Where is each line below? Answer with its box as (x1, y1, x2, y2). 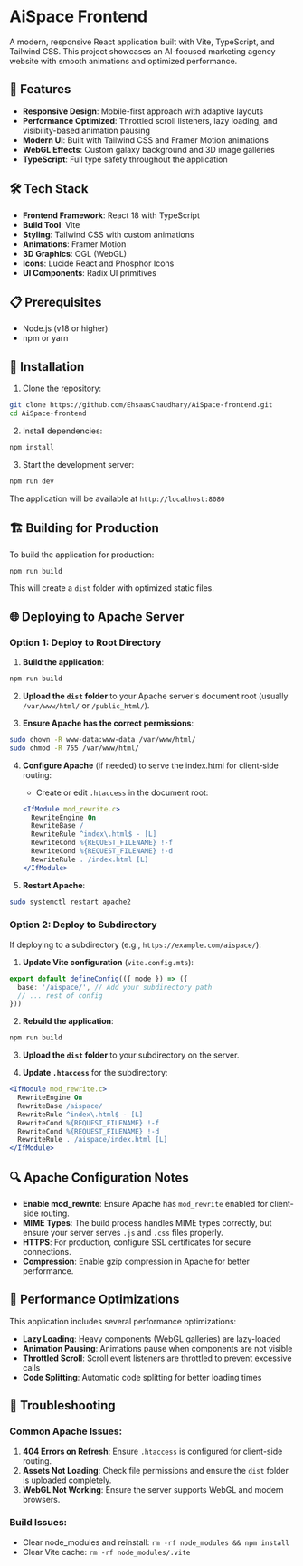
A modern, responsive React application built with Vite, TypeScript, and (9, 36, 275, 47)
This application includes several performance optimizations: (9, 1315, 237, 1326)
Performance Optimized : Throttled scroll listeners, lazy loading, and (22, 115, 278, 126)
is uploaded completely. (22, 1475, 112, 1485)
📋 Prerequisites (9, 294, 102, 309)
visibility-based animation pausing (22, 125, 151, 136)
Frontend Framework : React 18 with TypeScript (22, 210, 201, 221)
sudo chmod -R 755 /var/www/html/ (9, 744, 140, 753)
